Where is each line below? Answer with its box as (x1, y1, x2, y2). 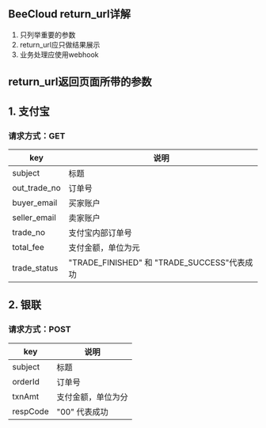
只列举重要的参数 (19, 30, 76, 40)
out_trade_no (12, 182, 61, 193)
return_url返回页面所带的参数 (8, 75, 152, 89)
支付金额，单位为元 (68, 242, 140, 253)
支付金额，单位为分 (56, 391, 128, 402)
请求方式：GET (8, 130, 66, 141)
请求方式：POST (8, 324, 71, 335)
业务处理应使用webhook (19, 50, 99, 59)
